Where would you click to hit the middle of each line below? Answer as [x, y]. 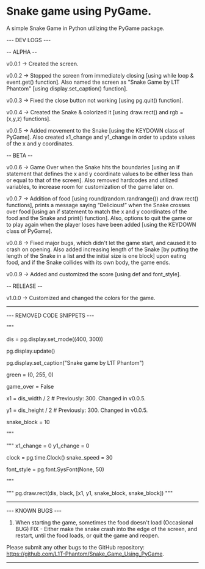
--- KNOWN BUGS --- [34, 510]
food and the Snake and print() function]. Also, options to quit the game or [99, 218]
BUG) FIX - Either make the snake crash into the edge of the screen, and [106, 529]
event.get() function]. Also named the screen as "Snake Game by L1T [93, 82]
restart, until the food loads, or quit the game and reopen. [87, 535]
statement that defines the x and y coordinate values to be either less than [100, 174]
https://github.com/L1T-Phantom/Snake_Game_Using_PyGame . [85, 554]
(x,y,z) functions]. [28, 119]
